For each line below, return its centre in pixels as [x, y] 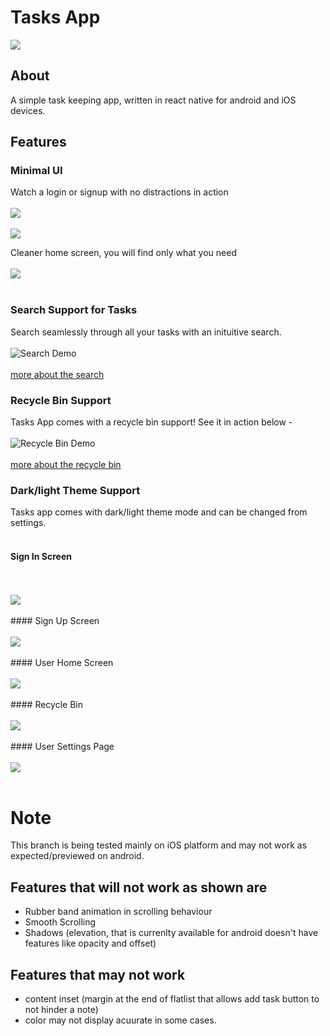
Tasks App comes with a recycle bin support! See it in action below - [151, 422]
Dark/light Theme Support [75, 490]
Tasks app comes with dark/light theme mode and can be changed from [159, 512]
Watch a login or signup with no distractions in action [119, 192]
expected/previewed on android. [77, 856]
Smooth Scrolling [60, 922]
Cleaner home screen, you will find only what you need [123, 253]
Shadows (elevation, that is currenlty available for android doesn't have [171, 933]
